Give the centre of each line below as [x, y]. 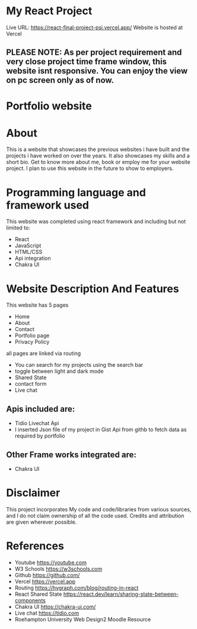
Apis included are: [41, 409]
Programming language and [76, 192]
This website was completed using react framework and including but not [96, 222]
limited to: [18, 228]
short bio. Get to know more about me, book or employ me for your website [99, 162]
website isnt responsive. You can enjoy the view [97, 71]
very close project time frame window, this [87, 62]
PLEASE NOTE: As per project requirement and [94, 53]
